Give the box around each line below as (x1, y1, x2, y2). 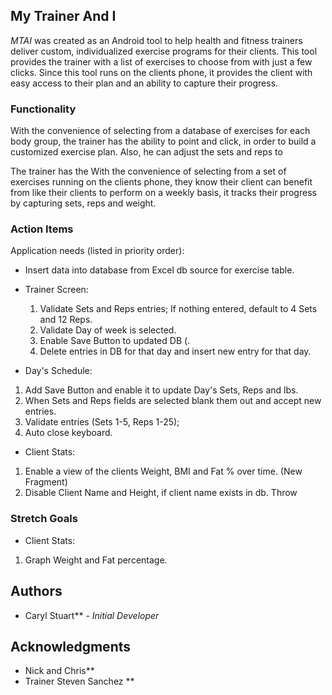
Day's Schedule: (24, 365, 93, 377)
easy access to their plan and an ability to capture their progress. (10, 77, 279, 89)
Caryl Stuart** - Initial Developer (24, 609, 160, 621)
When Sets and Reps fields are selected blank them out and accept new (24, 395, 322, 407)
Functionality (10, 102, 77, 116)
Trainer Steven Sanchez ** (24, 675, 135, 688)
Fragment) (24, 476, 68, 488)
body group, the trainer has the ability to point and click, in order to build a (10, 135, 317, 148)
